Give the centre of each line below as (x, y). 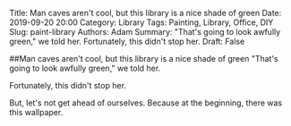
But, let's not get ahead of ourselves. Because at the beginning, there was (146, 103)
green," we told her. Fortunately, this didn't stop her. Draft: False (127, 41)
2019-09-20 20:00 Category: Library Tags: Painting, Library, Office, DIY (141, 22)
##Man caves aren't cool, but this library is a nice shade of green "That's (144, 59)
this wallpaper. (36, 112)
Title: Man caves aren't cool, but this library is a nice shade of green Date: (145, 13)
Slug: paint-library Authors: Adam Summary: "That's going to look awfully (145, 32)
